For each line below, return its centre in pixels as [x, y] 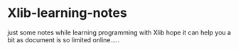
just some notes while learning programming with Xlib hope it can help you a [119, 32]
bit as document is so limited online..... [64, 39]
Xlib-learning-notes [67, 13]
